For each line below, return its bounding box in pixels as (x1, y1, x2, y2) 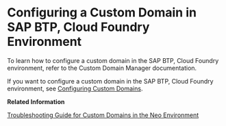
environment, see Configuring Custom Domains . (7, 84, 143, 92)
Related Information (7, 97, 65, 105)
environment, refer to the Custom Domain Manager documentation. (7, 64, 197, 72)
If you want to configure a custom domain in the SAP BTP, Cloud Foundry (7, 77, 214, 85)
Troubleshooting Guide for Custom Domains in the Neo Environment (7, 111, 199, 119)
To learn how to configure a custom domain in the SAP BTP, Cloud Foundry (7, 56, 219, 64)
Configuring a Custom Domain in (7, 5, 197, 21)
